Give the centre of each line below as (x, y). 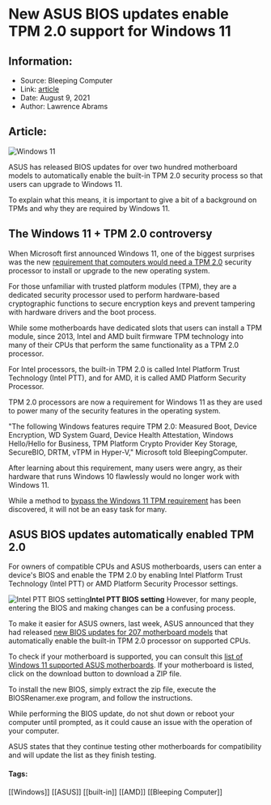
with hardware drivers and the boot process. (83, 311)
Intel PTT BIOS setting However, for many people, (173, 600)
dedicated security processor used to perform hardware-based (114, 294)
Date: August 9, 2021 (55, 97)
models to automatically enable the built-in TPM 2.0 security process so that (135, 176)
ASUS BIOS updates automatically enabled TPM (131, 535)
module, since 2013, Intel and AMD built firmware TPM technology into (126, 336)
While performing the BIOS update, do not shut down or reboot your (121, 714)
